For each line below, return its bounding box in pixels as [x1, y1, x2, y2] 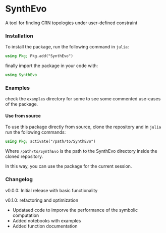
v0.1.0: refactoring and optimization [5, 197, 79, 203]
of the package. [5, 101, 38, 107]
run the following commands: [5, 129, 66, 135]
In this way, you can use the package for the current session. [5, 163, 132, 169]
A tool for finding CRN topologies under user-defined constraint [5, 20, 138, 26]
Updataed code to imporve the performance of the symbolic [12, 207, 138, 213]
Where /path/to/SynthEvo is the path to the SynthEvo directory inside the [5, 148, 157, 154]
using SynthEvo [5, 73, 37, 78]
